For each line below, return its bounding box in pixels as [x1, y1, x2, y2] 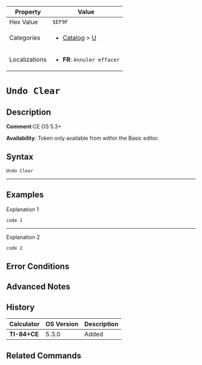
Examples [6, 190, 44, 200]
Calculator [9, 320, 40, 328]
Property [14, 8, 41, 16]
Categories [9, 34, 41, 41]
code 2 [6, 245, 23, 251]
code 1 [6, 217, 23, 223]
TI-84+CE [9, 330, 39, 339]
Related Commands [6, 351, 82, 361]
